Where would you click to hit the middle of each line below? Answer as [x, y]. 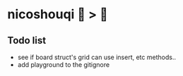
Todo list [27, 40]
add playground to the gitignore [64, 65]
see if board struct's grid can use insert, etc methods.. [97, 57]
